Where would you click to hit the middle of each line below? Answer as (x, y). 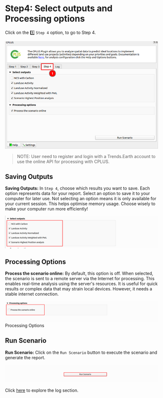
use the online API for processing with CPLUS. (63, 161)
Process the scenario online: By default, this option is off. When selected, (79, 273)
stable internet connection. (32, 294)
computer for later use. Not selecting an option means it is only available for (81, 199)
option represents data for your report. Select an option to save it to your (78, 193)
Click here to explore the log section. (42, 390)
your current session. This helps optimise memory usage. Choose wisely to (80, 204)
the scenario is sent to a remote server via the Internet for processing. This (80, 279)
